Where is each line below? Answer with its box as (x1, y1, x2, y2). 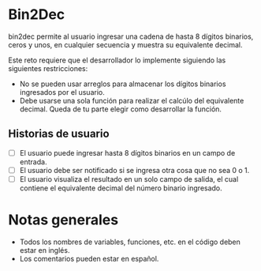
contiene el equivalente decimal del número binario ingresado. (19, 183, 222, 193)
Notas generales (8, 211, 119, 229)
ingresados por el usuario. (19, 87, 105, 96)
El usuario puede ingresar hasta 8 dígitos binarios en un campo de (19, 148, 236, 157)
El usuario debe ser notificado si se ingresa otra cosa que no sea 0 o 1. (19, 165, 250, 175)
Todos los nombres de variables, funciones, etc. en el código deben (19, 237, 240, 247)
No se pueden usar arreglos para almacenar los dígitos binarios (19, 79, 226, 88)
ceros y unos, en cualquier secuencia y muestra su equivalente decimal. (8, 40, 243, 49)
